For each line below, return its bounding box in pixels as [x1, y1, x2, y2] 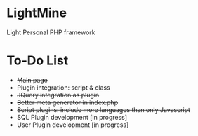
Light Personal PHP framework [6, 28, 95, 36]
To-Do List [6, 53, 69, 69]
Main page [16, 76, 48, 84]
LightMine [6, 5, 67, 21]
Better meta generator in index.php [16, 98, 119, 107]
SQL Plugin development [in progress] [16, 113, 128, 121]
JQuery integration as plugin [16, 90, 100, 99]
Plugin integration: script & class [16, 83, 110, 92]
